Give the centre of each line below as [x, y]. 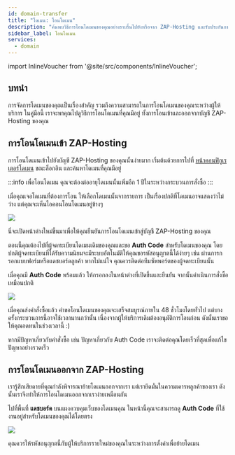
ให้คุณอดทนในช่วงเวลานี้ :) [39, 325]
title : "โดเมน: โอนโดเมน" [42, 20]
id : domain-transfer [38, 14]
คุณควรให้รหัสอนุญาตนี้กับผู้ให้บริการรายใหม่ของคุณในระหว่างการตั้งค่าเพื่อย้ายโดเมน [104, 443]
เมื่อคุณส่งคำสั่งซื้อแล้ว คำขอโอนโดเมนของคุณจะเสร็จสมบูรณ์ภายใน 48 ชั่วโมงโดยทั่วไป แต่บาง [115, 309]
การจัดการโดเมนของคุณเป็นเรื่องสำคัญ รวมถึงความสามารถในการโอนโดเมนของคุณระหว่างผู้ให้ [114, 105]
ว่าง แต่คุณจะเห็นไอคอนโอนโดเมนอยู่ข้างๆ [56, 204]
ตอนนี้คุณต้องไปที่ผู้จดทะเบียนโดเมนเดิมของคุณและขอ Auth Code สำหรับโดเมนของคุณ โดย [115, 245]
